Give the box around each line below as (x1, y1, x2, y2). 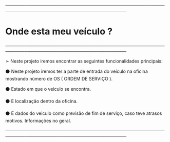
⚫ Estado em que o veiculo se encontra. (5, 86, 91, 92)
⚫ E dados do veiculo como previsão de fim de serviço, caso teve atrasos (5, 110, 162, 116)
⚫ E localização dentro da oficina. (5, 98, 78, 104)
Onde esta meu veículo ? (5, 26, 113, 37)
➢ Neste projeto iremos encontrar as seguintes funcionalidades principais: (5, 58, 163, 64)
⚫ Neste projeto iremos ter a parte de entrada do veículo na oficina (5, 68, 148, 74)
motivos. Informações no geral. (5, 117, 71, 124)
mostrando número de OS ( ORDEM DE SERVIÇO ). (5, 75, 113, 82)
